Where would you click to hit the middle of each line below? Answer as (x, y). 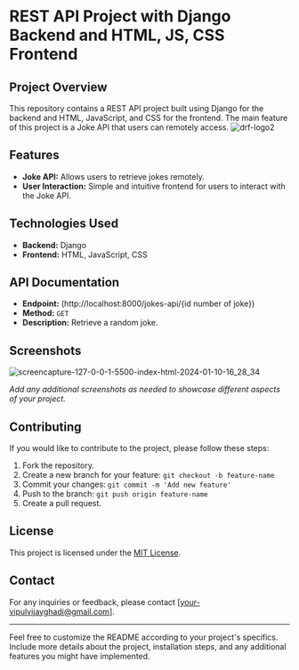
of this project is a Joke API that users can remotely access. (119, 127)
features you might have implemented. (80, 656)
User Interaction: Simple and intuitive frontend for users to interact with (154, 186)
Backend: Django (54, 245)
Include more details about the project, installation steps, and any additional (148, 646)
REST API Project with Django (120, 16)
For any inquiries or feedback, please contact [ (95, 601)
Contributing (45, 427)
